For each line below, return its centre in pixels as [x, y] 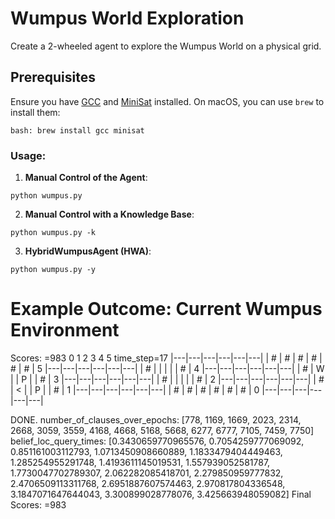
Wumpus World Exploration [127, 18]
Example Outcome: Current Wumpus [166, 309]
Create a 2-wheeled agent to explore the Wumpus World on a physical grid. [166, 46]
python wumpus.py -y [53, 270]
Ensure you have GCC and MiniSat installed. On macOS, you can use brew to [167, 101]
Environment [65, 330]
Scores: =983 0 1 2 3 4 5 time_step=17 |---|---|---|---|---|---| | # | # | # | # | [166, 358]
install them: [35, 112]
